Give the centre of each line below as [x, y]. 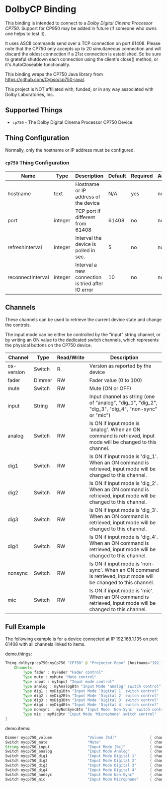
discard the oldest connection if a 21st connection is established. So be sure [83, 54]
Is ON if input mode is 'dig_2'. [124, 483]
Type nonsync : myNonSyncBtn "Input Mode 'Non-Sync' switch [86, 710]
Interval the [88, 238]
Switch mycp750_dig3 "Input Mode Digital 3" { [79, 766]
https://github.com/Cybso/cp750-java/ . [45, 79]
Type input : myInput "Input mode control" [69, 682]
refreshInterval [25, 247]
